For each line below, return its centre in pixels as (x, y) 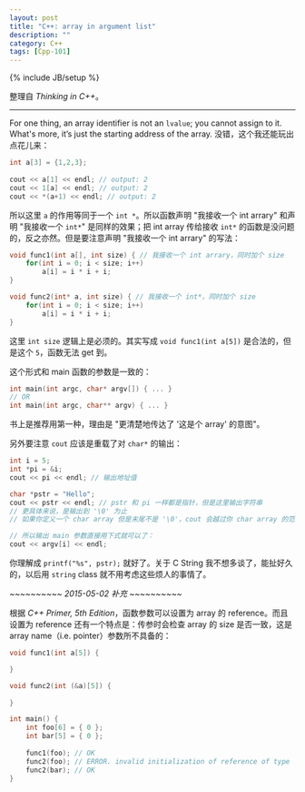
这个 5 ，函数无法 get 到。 (64, 352)
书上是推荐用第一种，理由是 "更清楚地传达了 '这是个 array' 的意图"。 (137, 424)
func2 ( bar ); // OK (60, 770)
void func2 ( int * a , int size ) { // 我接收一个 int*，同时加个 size (133, 297)
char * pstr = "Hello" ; (52, 494)
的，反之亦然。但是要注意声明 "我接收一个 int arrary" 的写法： (125, 238)
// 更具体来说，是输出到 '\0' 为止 (69, 511)
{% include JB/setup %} (54, 77)
